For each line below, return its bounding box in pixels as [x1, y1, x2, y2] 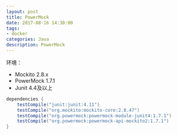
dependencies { [6, 96, 44, 102]
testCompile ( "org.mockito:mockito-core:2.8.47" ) [17, 107, 140, 113]
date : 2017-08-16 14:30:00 [6, 20, 73, 26]
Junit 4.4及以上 [14, 84, 52, 91]
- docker [6, 31, 28, 37]
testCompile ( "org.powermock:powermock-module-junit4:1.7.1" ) [17, 112, 172, 119]
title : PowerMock [6, 14, 49, 20]
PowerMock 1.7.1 [14, 77, 55, 84]
